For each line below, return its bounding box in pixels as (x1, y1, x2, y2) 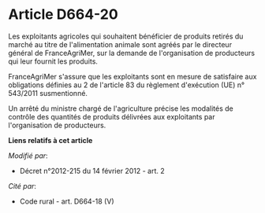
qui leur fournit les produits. (8, 57, 99, 66)
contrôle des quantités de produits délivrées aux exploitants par (8, 112, 215, 121)
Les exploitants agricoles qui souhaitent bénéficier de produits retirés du (8, 31, 244, 41)
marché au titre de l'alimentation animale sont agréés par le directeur (8, 39, 233, 49)
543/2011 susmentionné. (8, 88, 88, 97)
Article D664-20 (8, 6, 118, 24)
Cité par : (8, 181, 37, 190)
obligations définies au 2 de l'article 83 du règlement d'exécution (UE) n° (8, 80, 245, 90)
